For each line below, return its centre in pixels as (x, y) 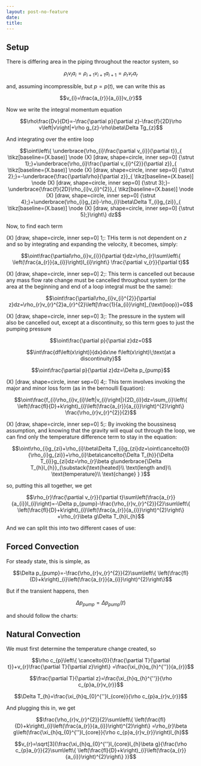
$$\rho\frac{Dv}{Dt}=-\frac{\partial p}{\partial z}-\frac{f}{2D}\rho (101, 121)
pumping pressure (29, 329)
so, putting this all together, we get (49, 485)
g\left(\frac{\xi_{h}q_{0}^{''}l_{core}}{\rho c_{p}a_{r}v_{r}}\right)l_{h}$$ (101, 732)
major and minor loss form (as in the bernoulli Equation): (76, 388)
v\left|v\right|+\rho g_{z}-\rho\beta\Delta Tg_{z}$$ (101, 127)
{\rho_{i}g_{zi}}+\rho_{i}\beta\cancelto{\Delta (84, 455)
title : (14, 23)
